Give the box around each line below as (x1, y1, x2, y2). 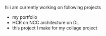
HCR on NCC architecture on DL (12, 20, 79, 25)
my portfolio (12, 14, 37, 20)
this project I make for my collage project (12, 25, 97, 31)
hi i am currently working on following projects (5, 5, 101, 10)
